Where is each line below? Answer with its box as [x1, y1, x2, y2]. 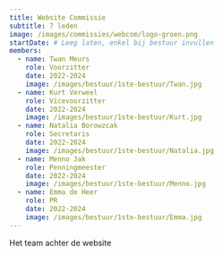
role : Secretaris [25, 130, 90, 139]
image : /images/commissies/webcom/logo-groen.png [9, 30, 199, 38]
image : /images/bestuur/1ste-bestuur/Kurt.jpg [25, 113, 202, 122]
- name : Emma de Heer [17, 188, 99, 197]
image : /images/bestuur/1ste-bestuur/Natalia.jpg [25, 146, 215, 155]
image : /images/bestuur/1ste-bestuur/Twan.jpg [25, 80, 202, 89]
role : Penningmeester [25, 163, 106, 172]
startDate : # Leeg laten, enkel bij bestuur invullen [9, 38, 215, 47]
